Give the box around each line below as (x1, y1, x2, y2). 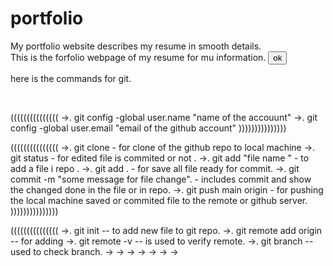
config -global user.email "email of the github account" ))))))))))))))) (10, 122, 287, 134)
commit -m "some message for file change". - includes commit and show (10, 173, 312, 185)
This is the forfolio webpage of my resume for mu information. (10, 51, 267, 63)
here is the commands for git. (10, 72, 132, 84)
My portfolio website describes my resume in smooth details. (10, 40, 262, 52)
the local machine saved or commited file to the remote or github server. (10, 194, 308, 206)
